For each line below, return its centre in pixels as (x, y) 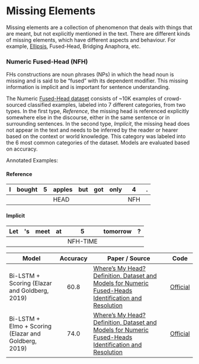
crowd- (173, 98)
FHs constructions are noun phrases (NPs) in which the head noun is (90, 75)
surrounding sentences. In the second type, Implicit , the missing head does (98, 124)
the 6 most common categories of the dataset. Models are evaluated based (98, 143)
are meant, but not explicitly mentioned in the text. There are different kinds (98, 33)
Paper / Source (129, 258)
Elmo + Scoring (31, 326)
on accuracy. (22, 149)
